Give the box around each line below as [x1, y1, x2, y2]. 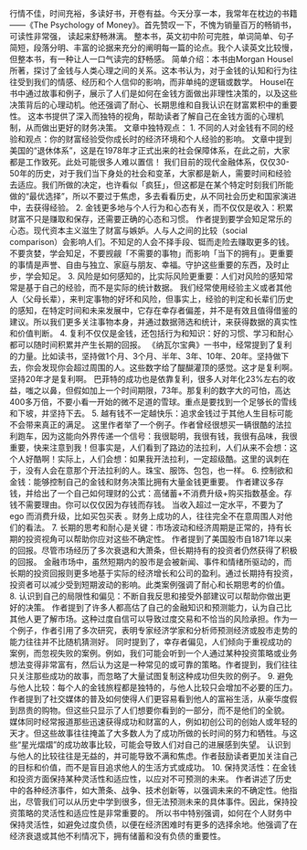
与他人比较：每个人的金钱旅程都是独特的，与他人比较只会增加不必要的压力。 [9, 682, 298, 693]
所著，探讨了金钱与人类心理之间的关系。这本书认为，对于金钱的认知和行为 [9, 65, 290, 76]
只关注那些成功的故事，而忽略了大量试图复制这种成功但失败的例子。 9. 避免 [9, 671, 294, 681]
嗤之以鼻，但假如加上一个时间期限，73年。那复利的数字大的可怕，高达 [25, 385, 291, 396]
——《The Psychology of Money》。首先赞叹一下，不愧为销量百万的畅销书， [9, 19, 297, 30]
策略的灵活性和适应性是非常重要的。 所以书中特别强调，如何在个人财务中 [16, 808, 292, 818]
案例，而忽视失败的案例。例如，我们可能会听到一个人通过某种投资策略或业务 [9, 648, 298, 658]
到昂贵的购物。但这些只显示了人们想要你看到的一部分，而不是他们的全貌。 [9, 705, 290, 716]
